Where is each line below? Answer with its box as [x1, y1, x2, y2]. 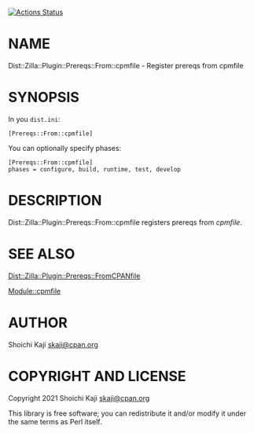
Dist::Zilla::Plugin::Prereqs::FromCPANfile [8, 271, 141, 281]
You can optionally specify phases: [8, 143, 122, 152]
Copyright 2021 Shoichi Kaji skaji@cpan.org [8, 393, 150, 402]
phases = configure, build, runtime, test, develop [8, 165, 181, 173]
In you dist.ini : [8, 114, 61, 123]
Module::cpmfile [8, 286, 61, 295]
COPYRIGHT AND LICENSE [8, 367, 186, 385]
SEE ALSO [8, 245, 75, 262]
